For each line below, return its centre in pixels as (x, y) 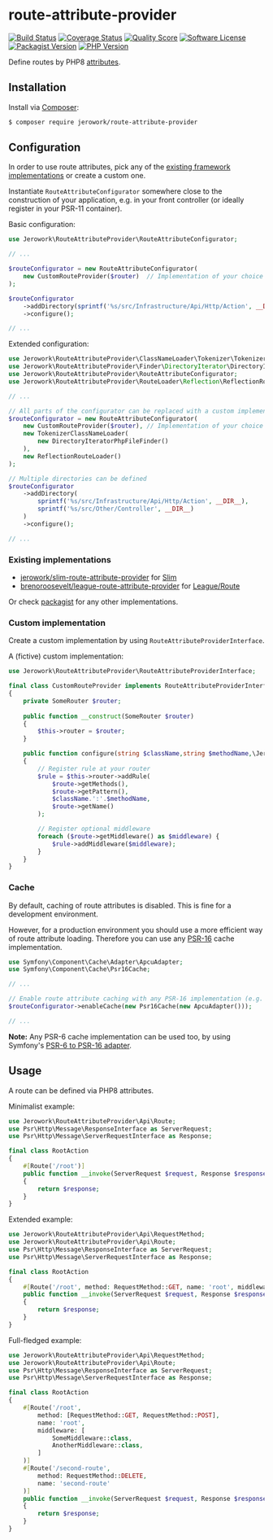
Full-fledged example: (45, 1340)
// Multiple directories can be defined (78, 479)
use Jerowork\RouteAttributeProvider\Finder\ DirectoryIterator (118, 367)
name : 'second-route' (74, 1483)
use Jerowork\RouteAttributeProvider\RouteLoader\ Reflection (114, 381)
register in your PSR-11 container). (65, 208)
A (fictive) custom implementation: (66, 656)
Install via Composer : (44, 107)
